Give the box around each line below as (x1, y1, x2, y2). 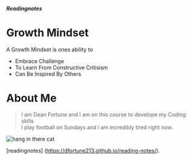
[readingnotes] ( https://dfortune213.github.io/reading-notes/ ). (6, 147, 160, 155)
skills (21, 117, 34, 125)
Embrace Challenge (14, 57, 65, 64)
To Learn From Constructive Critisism (14, 64, 108, 71)
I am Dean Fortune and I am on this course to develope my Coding (21, 111, 186, 118)
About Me (6, 91, 57, 105)
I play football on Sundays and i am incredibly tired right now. (21, 124, 173, 131)
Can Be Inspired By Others (14, 70, 82, 78)
